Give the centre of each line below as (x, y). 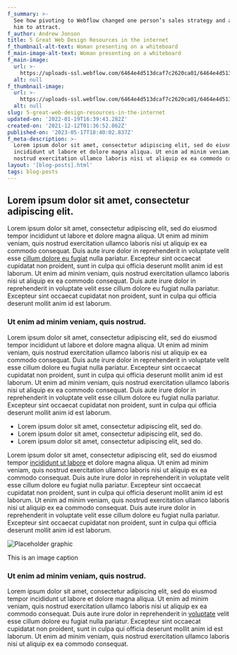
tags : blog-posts (33, 172)
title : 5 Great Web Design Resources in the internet (88, 40)
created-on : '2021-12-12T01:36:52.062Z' (68, 126)
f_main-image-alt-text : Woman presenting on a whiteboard (94, 54)
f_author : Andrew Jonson (44, 34)
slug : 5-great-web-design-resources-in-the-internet (86, 112)
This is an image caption (43, 557)
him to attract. (37, 27)
